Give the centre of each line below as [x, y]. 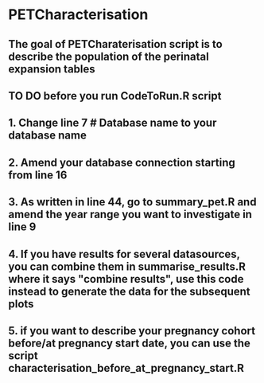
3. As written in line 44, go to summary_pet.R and [132, 202]
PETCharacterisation [78, 15]
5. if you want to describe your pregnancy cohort [132, 331]
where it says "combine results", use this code [126, 279]
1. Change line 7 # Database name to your [113, 123]
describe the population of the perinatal [109, 56]
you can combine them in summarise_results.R [127, 266]
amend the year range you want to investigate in [130, 215]
